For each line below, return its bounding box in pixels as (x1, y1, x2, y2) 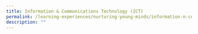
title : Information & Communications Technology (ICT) (6, 8, 144, 14)
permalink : (6, 14, 33, 20)
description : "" (6, 19, 46, 25)
